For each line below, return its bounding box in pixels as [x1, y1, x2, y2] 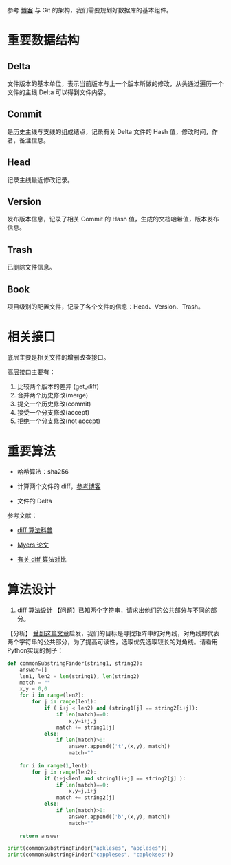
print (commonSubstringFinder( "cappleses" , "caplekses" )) [7, 851, 174, 858]
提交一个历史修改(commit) [16, 399, 91, 408]
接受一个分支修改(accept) [16, 408, 90, 416]
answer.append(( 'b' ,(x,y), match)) [68, 813, 170, 820]
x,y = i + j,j [68, 717, 97, 724]
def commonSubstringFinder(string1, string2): [7, 659, 143, 667]
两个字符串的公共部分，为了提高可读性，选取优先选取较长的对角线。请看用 [7, 637, 218, 646]
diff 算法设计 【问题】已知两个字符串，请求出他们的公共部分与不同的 [16, 606, 211, 614]
